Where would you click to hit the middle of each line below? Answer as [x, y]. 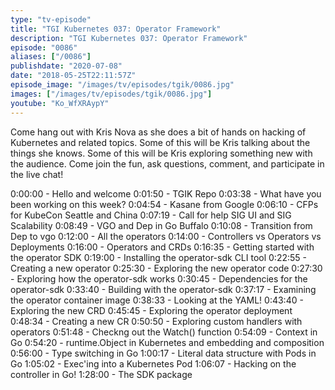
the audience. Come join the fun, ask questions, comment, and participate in [167, 163]
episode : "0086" [44, 47]
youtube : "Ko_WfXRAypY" [60, 103]
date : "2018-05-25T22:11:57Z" [73, 76]
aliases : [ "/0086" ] [51, 57]
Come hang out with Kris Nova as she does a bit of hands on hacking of [158, 132]
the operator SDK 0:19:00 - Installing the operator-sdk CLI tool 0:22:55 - [159, 257]
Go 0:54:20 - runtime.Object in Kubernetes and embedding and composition [167, 342]
